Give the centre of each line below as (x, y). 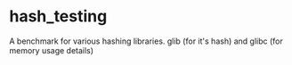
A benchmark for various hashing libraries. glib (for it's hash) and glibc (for (146, 41)
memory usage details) (52, 50)
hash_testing (58, 16)
